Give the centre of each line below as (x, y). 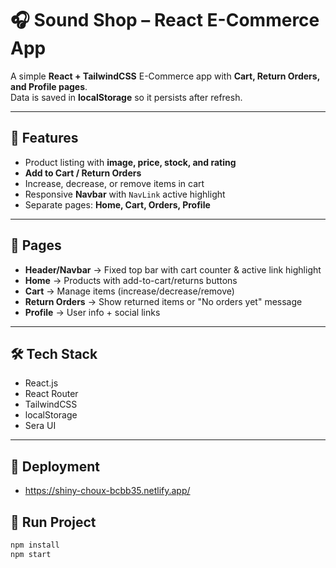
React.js (41, 383)
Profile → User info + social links (92, 312)
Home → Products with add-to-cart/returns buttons (131, 280)
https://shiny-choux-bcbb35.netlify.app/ (107, 491)
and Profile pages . (49, 86)
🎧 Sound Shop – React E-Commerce (165, 20)
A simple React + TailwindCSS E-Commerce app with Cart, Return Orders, (165, 76)
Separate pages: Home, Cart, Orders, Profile (117, 204)
